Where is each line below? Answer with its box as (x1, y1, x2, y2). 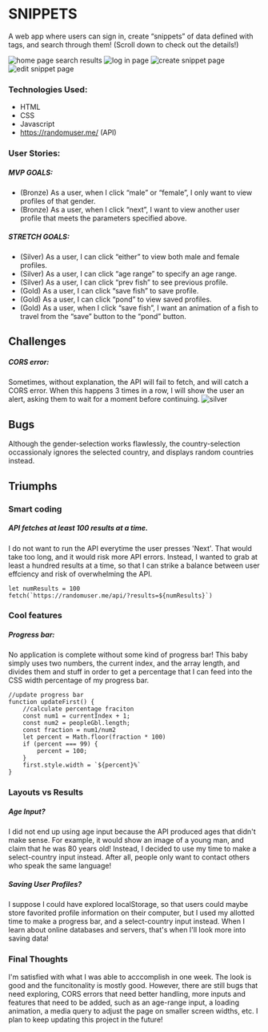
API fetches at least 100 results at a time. (8, 523, 148, 533)
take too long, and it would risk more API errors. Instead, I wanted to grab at (8, 552, 258, 561)
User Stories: (8, 148, 61, 159)
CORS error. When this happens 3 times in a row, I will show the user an (8, 386, 245, 395)
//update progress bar (8, 691, 84, 699)
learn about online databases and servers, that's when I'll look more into (8, 925, 246, 935)
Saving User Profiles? (8, 879, 82, 888)
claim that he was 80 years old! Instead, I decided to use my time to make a (8, 844, 257, 854)
